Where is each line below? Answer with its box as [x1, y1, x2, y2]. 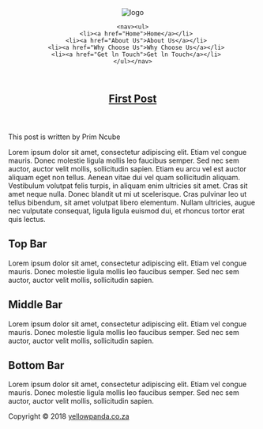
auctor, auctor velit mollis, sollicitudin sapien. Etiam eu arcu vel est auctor [8, 164, 247, 173]
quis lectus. [8, 215, 46, 224]
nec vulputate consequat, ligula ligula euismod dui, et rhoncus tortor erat [8, 206, 245, 216]
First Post [108, 92, 157, 105]
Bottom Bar [8, 359, 65, 372]
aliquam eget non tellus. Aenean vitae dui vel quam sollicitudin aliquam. [8, 173, 241, 182]
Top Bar [8, 237, 47, 251]
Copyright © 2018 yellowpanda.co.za [8, 412, 130, 421]
